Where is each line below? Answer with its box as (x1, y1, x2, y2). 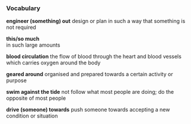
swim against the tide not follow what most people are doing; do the (6, 89, 174, 96)
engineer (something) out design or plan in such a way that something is (6, 18, 186, 25)
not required (6, 24, 37, 31)
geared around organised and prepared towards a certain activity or (6, 71, 173, 78)
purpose (6, 77, 27, 84)
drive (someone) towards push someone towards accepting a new (6, 106, 170, 113)
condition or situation (6, 112, 58, 119)
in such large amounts (6, 41, 61, 48)
